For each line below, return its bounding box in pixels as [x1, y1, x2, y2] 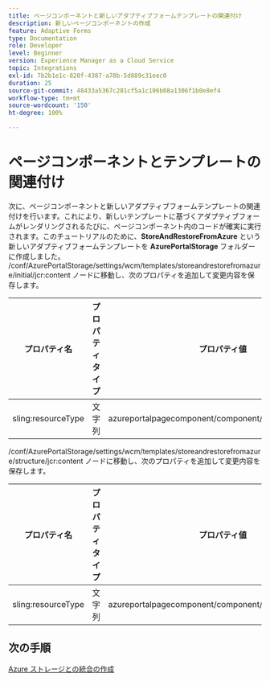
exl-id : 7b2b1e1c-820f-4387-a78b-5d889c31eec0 [8, 72, 167, 80]
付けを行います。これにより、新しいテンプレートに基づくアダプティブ [8, 211, 239, 221]
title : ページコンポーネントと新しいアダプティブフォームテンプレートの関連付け [8, 11, 243, 20]
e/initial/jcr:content [8, 270, 71, 280]
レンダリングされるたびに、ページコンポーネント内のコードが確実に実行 [22, 221, 262, 231]
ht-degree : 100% [8, 109, 63, 117]
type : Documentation [8, 34, 78, 43]
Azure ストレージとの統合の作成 [8, 664, 115, 674]
